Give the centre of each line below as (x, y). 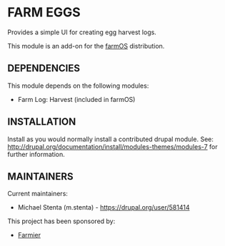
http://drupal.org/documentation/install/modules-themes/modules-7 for (112, 146)
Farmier (29, 235)
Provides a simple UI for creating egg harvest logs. (82, 32)
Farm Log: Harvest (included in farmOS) (76, 99)
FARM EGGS (44, 12)
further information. (36, 154)
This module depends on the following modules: (78, 86)
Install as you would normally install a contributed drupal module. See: (111, 139)
